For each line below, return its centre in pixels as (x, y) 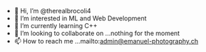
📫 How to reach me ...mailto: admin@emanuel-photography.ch (106, 41)
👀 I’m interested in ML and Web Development (81, 18)
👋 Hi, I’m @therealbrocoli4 (52, 11)
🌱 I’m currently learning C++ (56, 26)
